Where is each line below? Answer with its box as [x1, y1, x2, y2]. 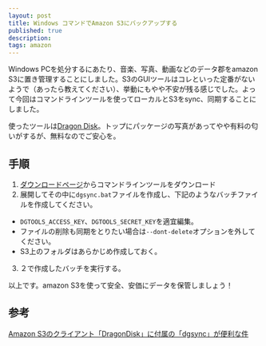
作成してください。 [34, 199, 97, 209]
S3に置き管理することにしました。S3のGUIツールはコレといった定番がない [8, 74, 256, 84]
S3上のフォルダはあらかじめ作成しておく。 [19, 246, 162, 256]
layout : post [8, 11, 52, 20]
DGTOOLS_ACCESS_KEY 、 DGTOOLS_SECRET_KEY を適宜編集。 [19, 217, 198, 226]
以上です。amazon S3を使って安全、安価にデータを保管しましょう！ [8, 280, 233, 290]
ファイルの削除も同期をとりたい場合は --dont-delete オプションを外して [19, 226, 256, 236]
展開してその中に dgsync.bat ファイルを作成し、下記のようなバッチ [19, 189, 238, 199]
